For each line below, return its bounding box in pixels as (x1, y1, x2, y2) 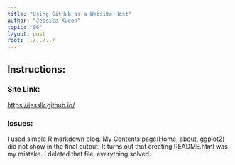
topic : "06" (7, 23, 43, 31)
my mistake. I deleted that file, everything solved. (7, 150, 151, 159)
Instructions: (7, 63, 66, 75)
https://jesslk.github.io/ (7, 100, 75, 109)
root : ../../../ (7, 37, 55, 44)
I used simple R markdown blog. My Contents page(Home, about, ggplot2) (7, 134, 225, 143)
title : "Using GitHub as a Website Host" (7, 10, 132, 18)
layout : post (7, 30, 46, 38)
